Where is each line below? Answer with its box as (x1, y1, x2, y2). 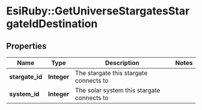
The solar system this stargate (75, 86, 161, 94)
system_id (9, 90, 40, 98)
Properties (6, 41, 47, 51)
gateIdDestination (6, 17, 98, 31)
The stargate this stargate (75, 69, 148, 77)
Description (105, 59, 139, 67)
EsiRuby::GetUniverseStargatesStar (6, 4, 190, 18)
